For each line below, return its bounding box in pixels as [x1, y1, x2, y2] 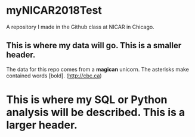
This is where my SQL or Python [6, 93, 168, 106]
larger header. [6, 118, 78, 132]
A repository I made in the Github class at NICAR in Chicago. [6, 23, 154, 30]
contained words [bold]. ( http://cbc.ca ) [6, 72, 103, 79]
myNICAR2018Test [6, 4, 103, 17]
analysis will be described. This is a [6, 105, 185, 119]
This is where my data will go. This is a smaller [6, 41, 182, 51]
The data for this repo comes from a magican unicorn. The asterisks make [6, 66, 190, 73]
